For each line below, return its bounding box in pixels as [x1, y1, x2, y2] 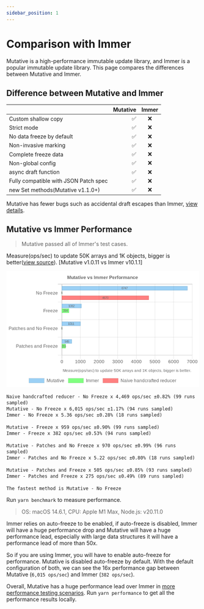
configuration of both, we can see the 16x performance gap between [6, 564, 180, 572]
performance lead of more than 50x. [6, 539, 98, 547]
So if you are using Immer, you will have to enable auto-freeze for [6, 551, 171, 558]
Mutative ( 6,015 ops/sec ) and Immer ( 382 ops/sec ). [6, 570, 135, 578]
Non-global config [9, 159, 56, 166]
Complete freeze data [9, 151, 64, 158]
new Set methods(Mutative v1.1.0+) [9, 186, 101, 193]
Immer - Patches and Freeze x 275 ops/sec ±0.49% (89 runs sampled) [6, 473, 184, 479]
